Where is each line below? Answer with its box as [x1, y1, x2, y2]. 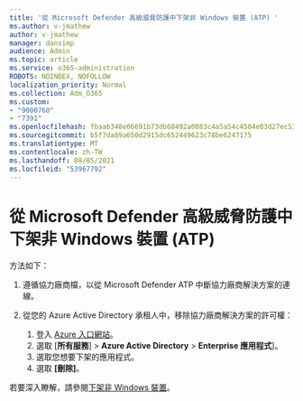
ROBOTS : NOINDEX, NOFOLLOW [9, 72, 111, 81]
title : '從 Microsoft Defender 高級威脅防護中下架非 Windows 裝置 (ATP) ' [9, 13, 279, 23]
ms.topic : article [9, 55, 78, 64]
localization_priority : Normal [9, 80, 127, 89]
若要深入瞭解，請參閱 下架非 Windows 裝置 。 [9, 382, 175, 393]
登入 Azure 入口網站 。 [35, 329, 119, 340]
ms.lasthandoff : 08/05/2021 [9, 155, 115, 165]
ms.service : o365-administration [9, 64, 135, 73]
